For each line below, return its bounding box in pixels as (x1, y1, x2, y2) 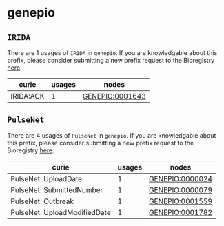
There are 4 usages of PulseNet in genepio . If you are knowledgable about (7, 131, 216, 139)
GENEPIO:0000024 (149, 174, 212, 183)
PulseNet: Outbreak (10, 196, 74, 206)
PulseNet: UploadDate (10, 174, 83, 183)
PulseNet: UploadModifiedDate (10, 207, 112, 217)
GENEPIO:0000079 (149, 185, 212, 194)
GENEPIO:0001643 (82, 92, 146, 101)
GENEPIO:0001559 (149, 196, 212, 206)
